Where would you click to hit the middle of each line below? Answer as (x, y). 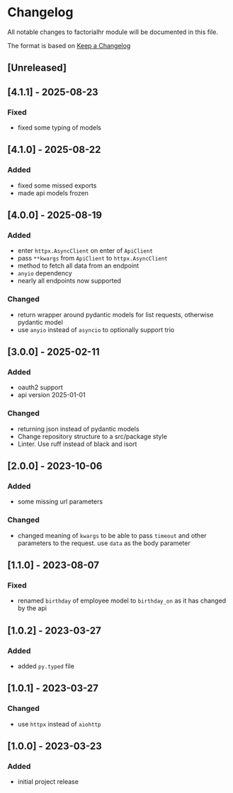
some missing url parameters (60, 502)
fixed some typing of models (59, 127)
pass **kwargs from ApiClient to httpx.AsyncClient (92, 258)
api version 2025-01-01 (52, 395)
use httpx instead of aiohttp (59, 724)
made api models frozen (53, 193)
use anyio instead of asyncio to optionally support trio (96, 329)
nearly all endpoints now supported (69, 281)
